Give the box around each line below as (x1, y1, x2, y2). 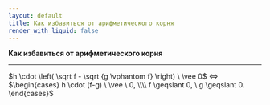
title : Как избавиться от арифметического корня (8, 19, 174, 27)
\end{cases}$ (8, 89, 54, 99)
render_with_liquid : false (8, 26, 99, 34)
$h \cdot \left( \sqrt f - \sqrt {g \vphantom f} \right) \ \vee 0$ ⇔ (8, 71, 219, 81)
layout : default (8, 11, 63, 20)
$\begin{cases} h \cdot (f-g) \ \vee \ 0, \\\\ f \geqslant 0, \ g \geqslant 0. (8, 80, 245, 90)
